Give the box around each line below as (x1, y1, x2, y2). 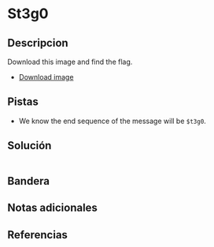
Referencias (7, 228, 68, 241)
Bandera (7, 174, 50, 188)
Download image (18, 73, 74, 81)
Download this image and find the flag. (7, 57, 133, 66)
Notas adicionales (7, 201, 98, 215)
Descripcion (7, 36, 68, 50)
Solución (7, 139, 52, 152)
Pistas (7, 95, 39, 109)
